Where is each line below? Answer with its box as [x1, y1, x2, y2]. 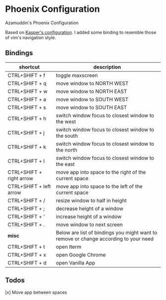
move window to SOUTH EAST [56, 104, 127, 111]
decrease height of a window [56, 205, 124, 212]
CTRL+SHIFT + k [7, 143, 46, 150]
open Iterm [56, 243, 82, 250]
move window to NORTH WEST [56, 80, 129, 87]
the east [56, 160, 75, 167]
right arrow [7, 175, 34, 182]
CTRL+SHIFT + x [7, 251, 46, 258]
